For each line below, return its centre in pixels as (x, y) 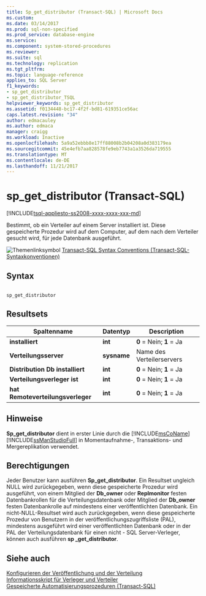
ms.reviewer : (23, 52)
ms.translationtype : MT (37, 155)
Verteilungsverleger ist (44, 379)
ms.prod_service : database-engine (51, 35)
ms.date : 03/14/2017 (33, 23)
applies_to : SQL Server (37, 80)
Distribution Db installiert (47, 369)
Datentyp (116, 331)
